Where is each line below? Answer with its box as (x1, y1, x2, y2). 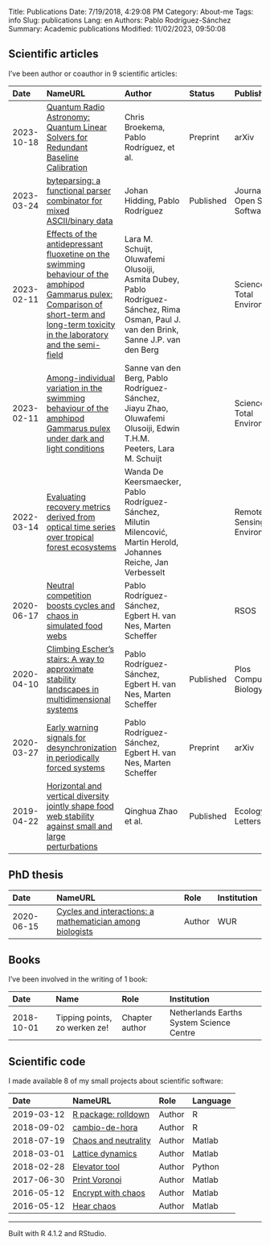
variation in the (46, 382, 103, 393)
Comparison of (46, 298, 103, 309)
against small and (46, 820, 112, 832)
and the (46, 338, 76, 350)
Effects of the (46, 228, 98, 239)
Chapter (121, 1012, 153, 1023)
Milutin (124, 516, 150, 527)
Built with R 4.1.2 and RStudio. (8, 1229, 107, 1239)
